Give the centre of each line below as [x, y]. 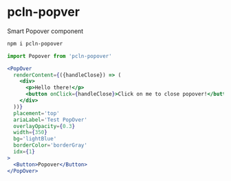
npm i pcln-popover [35, 43]
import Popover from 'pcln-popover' [59, 56]
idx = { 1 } [24, 152]
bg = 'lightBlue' [35, 139]
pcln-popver [44, 12]
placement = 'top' [36, 113]
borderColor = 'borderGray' [51, 145]
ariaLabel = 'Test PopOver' [51, 120]
